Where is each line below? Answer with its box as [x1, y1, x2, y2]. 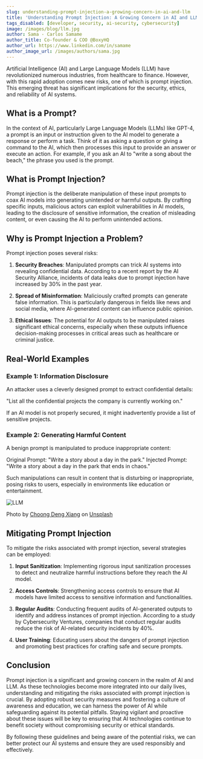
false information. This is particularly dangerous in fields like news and [14, 299, 191, 306]
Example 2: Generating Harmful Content [6, 431, 127, 439]
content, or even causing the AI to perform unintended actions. [6, 216, 163, 223]
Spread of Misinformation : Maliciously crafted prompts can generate [14, 292, 188, 300]
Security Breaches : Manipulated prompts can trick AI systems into [14, 261, 182, 268]
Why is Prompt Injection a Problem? [6, 233, 144, 244]
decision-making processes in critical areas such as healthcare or [14, 330, 179, 337]
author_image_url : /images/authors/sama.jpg [6, 48, 120, 55]
